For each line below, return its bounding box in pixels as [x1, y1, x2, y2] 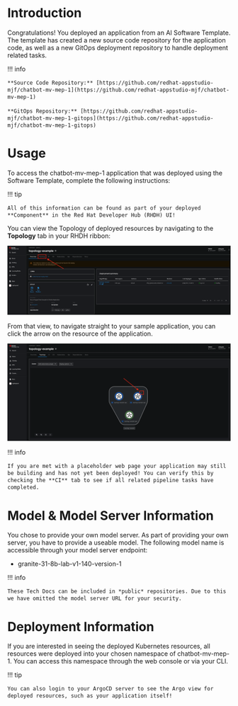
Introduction [7, 5, 82, 21]
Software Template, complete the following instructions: [7, 176, 171, 185]
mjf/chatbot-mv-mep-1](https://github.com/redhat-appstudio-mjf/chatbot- [7, 86, 230, 93]
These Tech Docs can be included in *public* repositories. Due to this [7, 588, 227, 596]
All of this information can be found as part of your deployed [7, 204, 201, 212]
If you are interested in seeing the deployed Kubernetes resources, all [7, 642, 210, 651]
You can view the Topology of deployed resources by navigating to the [7, 224, 214, 232]
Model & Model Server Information [7, 508, 214, 523]
